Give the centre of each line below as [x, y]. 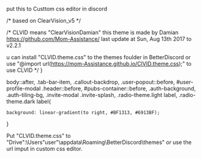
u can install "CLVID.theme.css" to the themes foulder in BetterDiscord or [99, 57]
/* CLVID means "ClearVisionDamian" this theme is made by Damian [92, 32]
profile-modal [24, 88]
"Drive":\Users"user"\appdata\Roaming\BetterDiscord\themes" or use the [99, 142]
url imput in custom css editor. [44, 149]
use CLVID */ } [24, 70]
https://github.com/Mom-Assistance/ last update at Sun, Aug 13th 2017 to [99, 39]
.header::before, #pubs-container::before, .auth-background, [119, 88]
